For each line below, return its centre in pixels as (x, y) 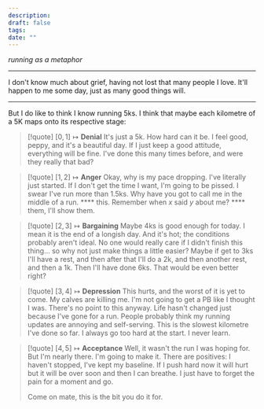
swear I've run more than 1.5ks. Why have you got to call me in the (135, 194)
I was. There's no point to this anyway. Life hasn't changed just (129, 308)
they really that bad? (60, 162)
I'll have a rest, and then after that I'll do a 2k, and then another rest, (137, 260)
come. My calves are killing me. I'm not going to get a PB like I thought (141, 300)
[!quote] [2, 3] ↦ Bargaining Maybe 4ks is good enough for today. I (136, 226)
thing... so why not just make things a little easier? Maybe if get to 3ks (140, 251)
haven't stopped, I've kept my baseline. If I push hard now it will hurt (138, 365)
